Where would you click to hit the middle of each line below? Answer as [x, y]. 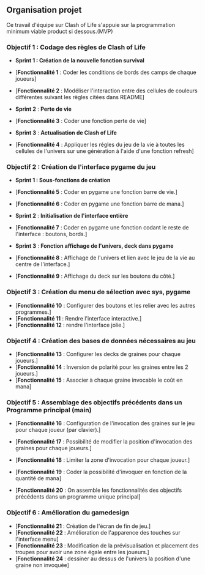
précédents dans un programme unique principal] [78, 497]
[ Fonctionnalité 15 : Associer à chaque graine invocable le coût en [99, 380]
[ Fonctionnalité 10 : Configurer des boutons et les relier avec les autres [105, 305]
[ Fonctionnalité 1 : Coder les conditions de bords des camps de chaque [106, 72]
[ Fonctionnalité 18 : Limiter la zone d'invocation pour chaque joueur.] [102, 460]
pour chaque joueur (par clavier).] [58, 430]
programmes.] [33, 312]
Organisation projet [44, 10]
